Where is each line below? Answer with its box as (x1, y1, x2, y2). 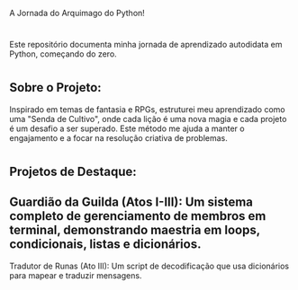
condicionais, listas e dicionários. (9, 237, 202, 252)
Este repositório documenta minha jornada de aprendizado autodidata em (9, 40, 283, 50)
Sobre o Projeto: (9, 80, 102, 95)
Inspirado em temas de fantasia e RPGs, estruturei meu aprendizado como (9, 103, 285, 115)
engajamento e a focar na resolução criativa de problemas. (9, 132, 228, 143)
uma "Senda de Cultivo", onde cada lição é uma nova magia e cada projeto (9, 113, 287, 124)
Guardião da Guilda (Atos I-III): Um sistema (9, 195, 254, 210)
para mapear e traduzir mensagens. (9, 269, 142, 281)
